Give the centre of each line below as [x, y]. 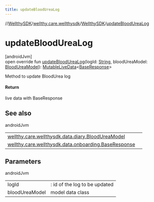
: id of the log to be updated [82, 185]
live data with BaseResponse [34, 98]
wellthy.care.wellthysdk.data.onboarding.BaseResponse [71, 144]
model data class [70, 192]
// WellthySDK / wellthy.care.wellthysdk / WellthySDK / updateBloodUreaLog [77, 23]
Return [12, 87]
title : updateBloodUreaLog [32, 9]
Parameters [23, 161]
